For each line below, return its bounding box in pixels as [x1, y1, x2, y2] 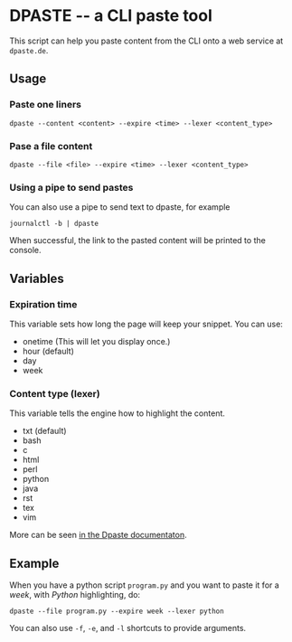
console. [9, 245, 42, 256]
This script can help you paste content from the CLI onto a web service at [9, 35, 284, 46]
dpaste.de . [9, 44, 49, 55]
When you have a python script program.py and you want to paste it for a [9, 580, 280, 590]
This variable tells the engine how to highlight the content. [9, 408, 226, 419]
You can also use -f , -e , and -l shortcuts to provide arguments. [9, 623, 247, 634]
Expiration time [9, 297, 78, 310]
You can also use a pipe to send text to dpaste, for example [9, 202, 231, 212]
